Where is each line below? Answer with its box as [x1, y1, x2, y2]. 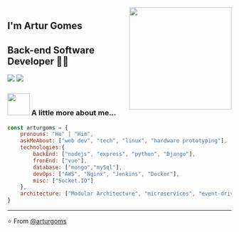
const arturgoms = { [7, 124, 69, 131]
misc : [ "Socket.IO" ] [33, 177, 94, 184]
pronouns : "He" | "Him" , [20, 131, 94, 138]
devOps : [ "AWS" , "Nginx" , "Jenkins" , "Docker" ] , [33, 170, 180, 177]
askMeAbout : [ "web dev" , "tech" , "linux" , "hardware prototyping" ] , [20, 137, 228, 144]
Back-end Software [7, 44, 95, 56]
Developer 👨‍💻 [7, 55, 69, 67]
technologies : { [20, 144, 65, 152]
